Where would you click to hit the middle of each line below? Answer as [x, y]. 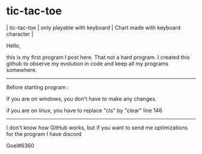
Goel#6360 [20, 146]
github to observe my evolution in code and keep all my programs [87, 64]
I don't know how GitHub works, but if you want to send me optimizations [97, 128]
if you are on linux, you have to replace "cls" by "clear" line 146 [84, 110]
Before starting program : [38, 87]
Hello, [14, 46]
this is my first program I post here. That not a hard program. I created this [98, 57]
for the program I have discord [44, 134]
